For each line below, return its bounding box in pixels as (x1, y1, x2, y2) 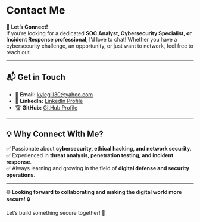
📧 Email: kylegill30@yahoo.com (14, 90, 93, 98)
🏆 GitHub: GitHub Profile (14, 104, 78, 111)
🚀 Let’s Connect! (6, 23, 49, 30)
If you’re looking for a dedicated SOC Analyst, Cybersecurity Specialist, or (6, 29, 192, 36)
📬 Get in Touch (6, 72, 65, 82)
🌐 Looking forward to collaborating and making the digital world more (6, 188, 182, 195)
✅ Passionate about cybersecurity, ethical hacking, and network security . (6, 145, 192, 152)
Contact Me (6, 4, 65, 17)
